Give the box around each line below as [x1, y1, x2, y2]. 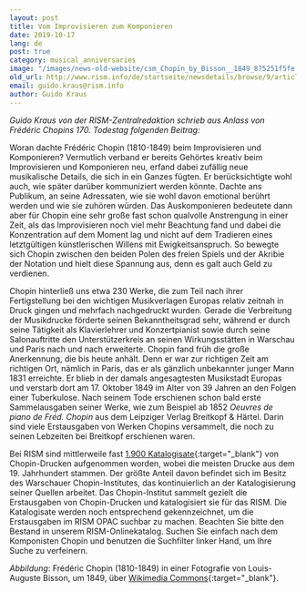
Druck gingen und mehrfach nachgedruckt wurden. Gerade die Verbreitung [9, 304, 292, 315]
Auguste [9, 572, 41, 583]
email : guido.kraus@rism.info [9, 81, 125, 90]
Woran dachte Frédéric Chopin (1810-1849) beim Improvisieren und [9, 142, 262, 153]
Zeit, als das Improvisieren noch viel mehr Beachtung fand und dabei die [9, 219, 281, 230]
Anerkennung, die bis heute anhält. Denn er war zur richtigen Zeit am [9, 352, 269, 364]
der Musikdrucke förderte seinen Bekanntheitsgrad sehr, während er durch [9, 314, 291, 325]
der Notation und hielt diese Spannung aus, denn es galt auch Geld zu [9, 258, 273, 269]
